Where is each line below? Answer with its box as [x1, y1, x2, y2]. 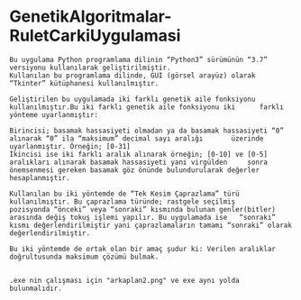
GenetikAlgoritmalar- [9, 6, 172, 27]
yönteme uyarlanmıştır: [9, 110, 99, 119]
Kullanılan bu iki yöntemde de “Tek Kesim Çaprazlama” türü [9, 189, 241, 198]
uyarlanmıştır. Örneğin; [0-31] [9, 141, 131, 150]
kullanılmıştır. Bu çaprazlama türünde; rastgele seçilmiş [9, 196, 236, 206]
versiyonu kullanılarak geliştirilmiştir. [9, 63, 171, 72]
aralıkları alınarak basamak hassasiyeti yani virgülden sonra [9, 158, 269, 167]
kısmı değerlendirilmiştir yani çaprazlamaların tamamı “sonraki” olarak [9, 221, 293, 230]
